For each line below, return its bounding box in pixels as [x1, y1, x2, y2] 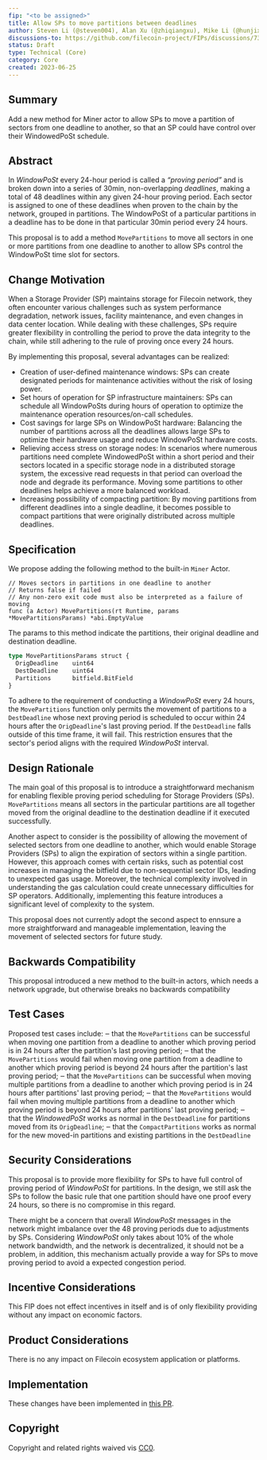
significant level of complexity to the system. [8, 899, 155, 909]
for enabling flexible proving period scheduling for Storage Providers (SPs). [8, 791, 255, 800]
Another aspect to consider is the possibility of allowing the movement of [8, 832, 248, 841]
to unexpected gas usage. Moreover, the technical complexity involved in [8, 874, 248, 884]
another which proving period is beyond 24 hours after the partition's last [8, 1063, 248, 1072]
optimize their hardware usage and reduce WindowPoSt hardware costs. [19, 435, 258, 444]
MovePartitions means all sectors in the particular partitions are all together [8, 800, 256, 809]
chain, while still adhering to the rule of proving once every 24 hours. [8, 336, 234, 346]
